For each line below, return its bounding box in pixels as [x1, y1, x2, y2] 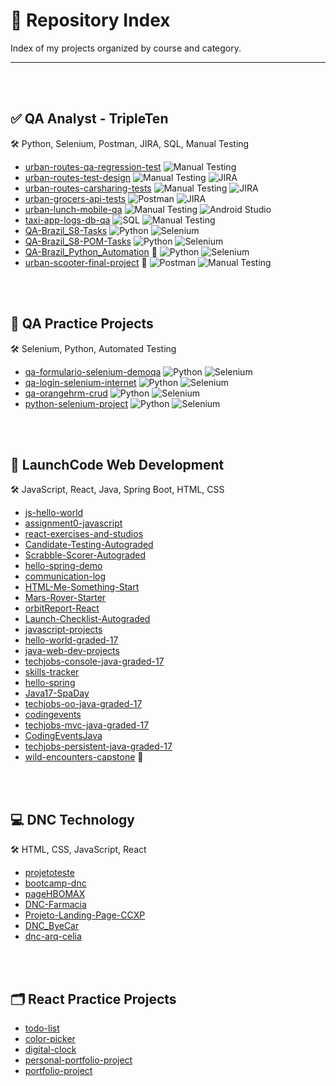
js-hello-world [24, 507, 84, 519]
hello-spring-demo [24, 560, 103, 572]
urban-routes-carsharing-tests [24, 182, 152, 194]
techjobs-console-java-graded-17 [24, 655, 165, 668]
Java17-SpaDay [24, 687, 90, 699]
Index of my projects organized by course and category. [10, 42, 242, 54]
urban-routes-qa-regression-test [24, 160, 162, 173]
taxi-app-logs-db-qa [24, 214, 111, 226]
